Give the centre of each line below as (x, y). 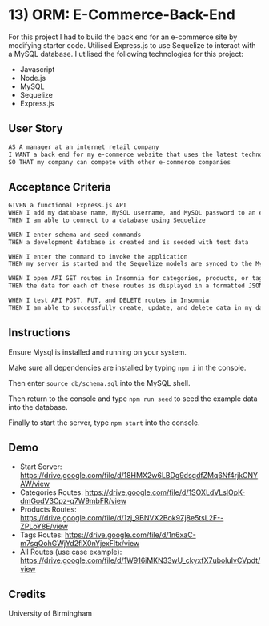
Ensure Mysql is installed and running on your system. (97, 352)
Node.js (33, 78)
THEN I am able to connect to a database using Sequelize (107, 220)
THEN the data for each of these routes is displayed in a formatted (127, 286)
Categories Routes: (52, 492)
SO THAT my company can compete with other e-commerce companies (119, 162)
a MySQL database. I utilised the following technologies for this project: (126, 54)
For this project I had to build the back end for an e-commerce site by (123, 37)
